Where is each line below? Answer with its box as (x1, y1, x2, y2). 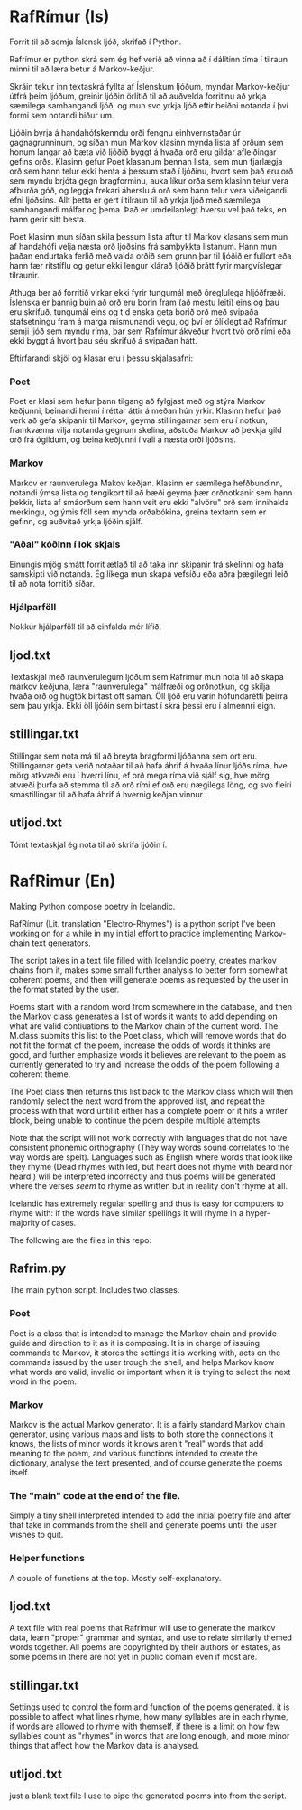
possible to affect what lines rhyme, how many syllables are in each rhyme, (9, 1711, 288, 1722)
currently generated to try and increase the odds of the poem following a (9, 1059, 280, 1070)
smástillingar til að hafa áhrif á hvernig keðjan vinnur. (9, 788, 206, 799)
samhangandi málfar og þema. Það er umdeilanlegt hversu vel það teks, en (9, 203, 287, 214)
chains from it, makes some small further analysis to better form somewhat (9, 965, 288, 976)
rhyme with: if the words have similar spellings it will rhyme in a (9, 1207, 244, 1218)
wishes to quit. (9, 1530, 64, 1541)
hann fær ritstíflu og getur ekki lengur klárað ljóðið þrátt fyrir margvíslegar (9, 259, 283, 270)
